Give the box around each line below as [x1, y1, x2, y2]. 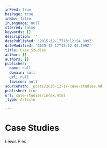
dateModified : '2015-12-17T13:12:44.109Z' [5, 43, 92, 48]
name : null [9, 66, 31, 71]
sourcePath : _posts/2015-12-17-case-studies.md [5, 83, 103, 89]
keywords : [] [5, 30, 31, 34]
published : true [5, 88, 38, 93]
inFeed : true [5, 7, 31, 12]
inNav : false [5, 16, 31, 21]
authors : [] [5, 57, 29, 62]
